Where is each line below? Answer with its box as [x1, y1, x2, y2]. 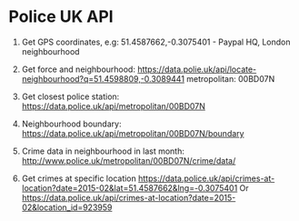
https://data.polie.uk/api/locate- [136, 64, 257, 75]
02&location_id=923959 [21, 202, 113, 213]
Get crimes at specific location [21, 173, 137, 184]
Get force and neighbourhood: [21, 64, 135, 75]
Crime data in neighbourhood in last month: [21, 146, 185, 156]
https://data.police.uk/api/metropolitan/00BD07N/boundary [21, 127, 244, 138]
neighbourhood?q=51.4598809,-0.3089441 [21, 73, 185, 84]
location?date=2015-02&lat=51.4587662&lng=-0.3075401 [21, 182, 238, 193]
